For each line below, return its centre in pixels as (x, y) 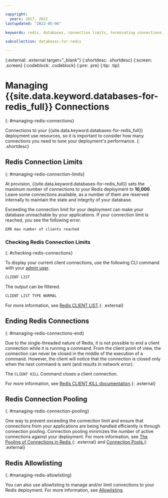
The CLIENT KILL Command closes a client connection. (61, 373)
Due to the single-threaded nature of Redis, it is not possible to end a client (82, 342)
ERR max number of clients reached (42, 229)
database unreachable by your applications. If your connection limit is (77, 214)
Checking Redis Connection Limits (48, 242)
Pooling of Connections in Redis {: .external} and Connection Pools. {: (76, 442)
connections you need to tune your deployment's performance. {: (72, 141)
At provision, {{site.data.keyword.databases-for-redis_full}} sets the (75, 183)
